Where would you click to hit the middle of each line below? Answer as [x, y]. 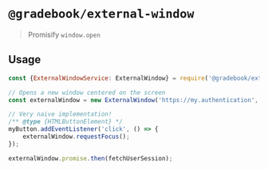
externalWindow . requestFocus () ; [76, 136]
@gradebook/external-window [101, 14]
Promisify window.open [64, 34]
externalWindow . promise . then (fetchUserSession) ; [91, 158]
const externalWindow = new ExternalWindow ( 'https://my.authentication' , [134, 100]
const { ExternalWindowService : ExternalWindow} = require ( [108, 78]
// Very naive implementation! [60, 114]
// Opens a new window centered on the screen [87, 93]
